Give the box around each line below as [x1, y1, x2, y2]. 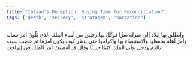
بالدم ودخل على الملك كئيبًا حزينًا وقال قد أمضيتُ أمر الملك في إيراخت [6, 43, 162, 51]
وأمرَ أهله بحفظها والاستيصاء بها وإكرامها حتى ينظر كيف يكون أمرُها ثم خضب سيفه [6, 37, 187, 44]
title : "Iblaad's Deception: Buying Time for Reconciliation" [6, 8, 165, 15]
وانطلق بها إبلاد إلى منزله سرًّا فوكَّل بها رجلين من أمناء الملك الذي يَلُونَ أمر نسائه [6, 31, 185, 38]
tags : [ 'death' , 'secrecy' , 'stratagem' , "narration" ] [6, 14, 146, 20]
